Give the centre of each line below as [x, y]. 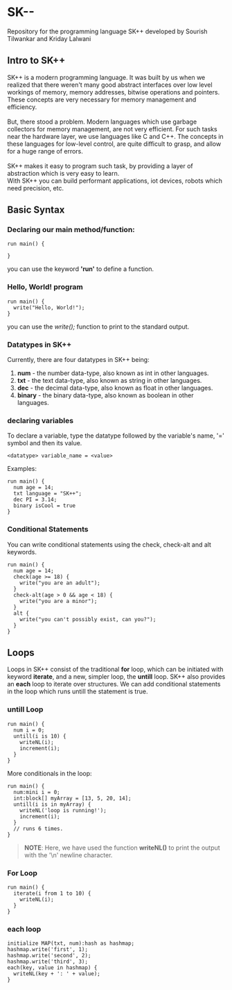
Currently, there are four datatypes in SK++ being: [79, 360]
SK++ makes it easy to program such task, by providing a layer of [100, 166]
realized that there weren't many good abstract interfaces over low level [110, 85]
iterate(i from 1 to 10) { [52, 893]
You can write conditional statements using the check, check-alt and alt [109, 544]
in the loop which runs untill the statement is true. [78, 691]
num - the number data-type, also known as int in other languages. [113, 373]
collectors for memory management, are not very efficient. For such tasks [112, 129]
